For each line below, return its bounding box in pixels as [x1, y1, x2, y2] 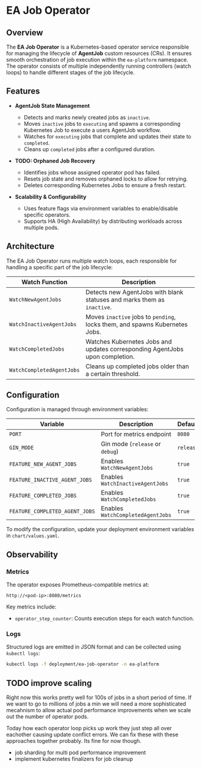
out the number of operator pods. [6, 713, 89, 720]
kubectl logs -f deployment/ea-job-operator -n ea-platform [6, 661, 160, 667]
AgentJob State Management [14, 102, 90, 109]
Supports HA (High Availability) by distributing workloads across [23, 217, 182, 225]
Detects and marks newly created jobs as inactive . [23, 113, 151, 121]
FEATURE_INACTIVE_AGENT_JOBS [9, 477, 92, 483]
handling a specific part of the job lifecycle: [6, 263, 113, 270]
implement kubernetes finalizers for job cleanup [14, 755, 133, 763]
